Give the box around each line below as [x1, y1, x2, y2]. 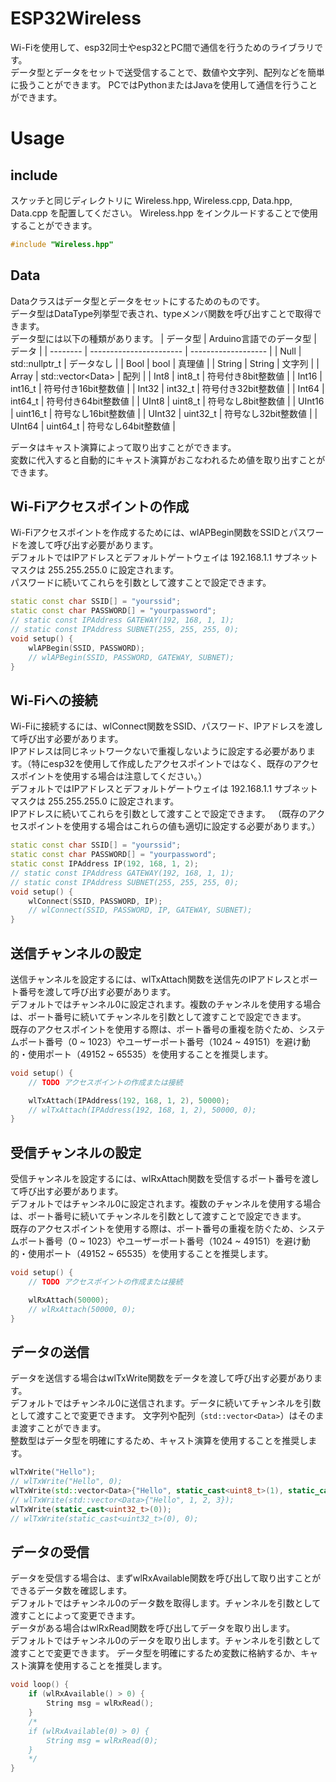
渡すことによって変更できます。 [10, 1610, 141, 1622]
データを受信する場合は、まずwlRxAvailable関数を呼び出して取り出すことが [10, 1572, 322, 1584]
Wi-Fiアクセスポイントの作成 [10, 498, 190, 516]
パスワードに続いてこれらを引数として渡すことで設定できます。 [10, 577, 272, 589]
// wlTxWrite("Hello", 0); [10, 1477, 123, 1487]
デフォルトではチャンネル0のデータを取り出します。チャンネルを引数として [10, 1635, 322, 1647]
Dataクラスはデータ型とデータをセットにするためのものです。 [10, 295, 265, 307]
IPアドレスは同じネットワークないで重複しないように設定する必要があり [10, 745, 307, 757]
